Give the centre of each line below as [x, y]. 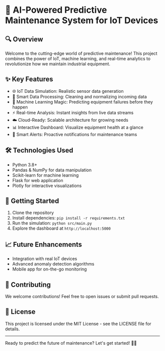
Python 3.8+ [25, 164]
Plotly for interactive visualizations [47, 186]
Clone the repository [33, 213]
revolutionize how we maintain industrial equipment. [58, 64]
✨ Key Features [29, 79]
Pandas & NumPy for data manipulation [52, 170]
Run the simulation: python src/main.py [52, 223]
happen [20, 107]
